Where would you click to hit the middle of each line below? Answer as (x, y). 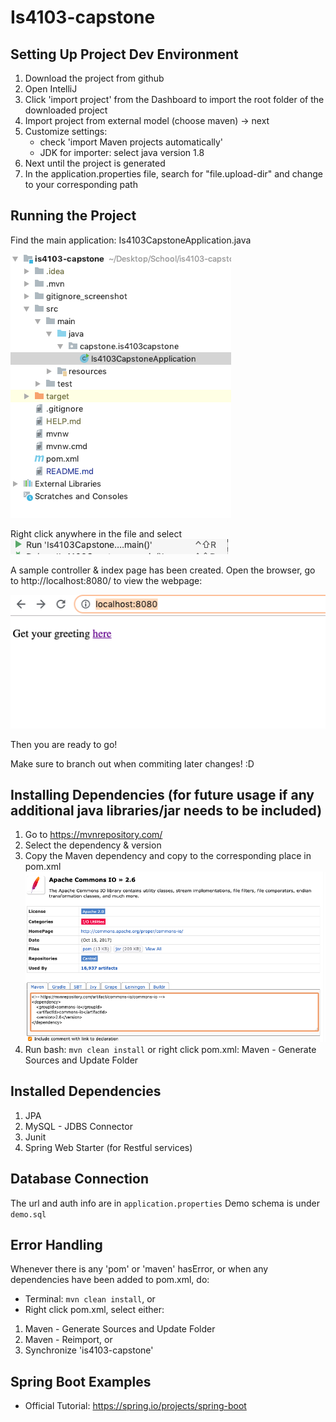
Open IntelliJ (51, 89)
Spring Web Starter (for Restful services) (108, 1147)
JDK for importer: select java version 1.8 (122, 152)
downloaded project (66, 110)
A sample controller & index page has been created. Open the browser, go (163, 570)
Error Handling (56, 1244)
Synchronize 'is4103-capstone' (89, 1350)
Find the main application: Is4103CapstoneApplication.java (131, 240)
